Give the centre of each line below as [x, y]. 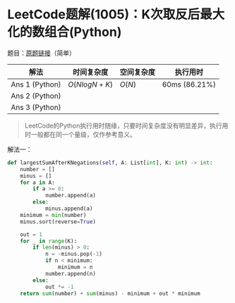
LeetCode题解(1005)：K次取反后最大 [116, 14]
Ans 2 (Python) [36, 96]
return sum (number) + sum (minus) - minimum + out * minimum [110, 293]
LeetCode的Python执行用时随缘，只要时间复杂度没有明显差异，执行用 [126, 125]
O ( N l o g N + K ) [90, 84]
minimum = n [75, 267]
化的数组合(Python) [65, 32]
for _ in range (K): [49, 241]
